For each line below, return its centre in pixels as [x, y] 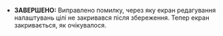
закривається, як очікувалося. [60, 25]
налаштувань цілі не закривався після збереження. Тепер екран [111, 18]
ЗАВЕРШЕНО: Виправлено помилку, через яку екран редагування [115, 10]
